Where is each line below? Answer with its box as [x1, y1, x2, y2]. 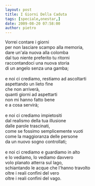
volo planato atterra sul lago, [5, 160, 63, 166]
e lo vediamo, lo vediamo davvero [5, 154, 74, 160]
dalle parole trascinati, [5, 123, 50, 129]
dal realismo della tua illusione [5, 118, 66, 124]
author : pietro [5, 26, 36, 31]
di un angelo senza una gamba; [5, 65, 69, 72]
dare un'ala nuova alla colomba [5, 50, 69, 56]
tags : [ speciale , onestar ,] [5, 16, 61, 21]
